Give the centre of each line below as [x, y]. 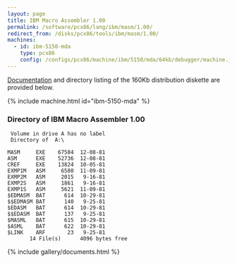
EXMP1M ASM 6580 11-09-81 [56, 171]
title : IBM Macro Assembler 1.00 [56, 20]
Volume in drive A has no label [58, 134]
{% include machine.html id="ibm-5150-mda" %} [79, 101]
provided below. [31, 87]
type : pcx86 [37, 54]
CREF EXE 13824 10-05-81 [56, 165]
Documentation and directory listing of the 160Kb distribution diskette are [114, 80]
